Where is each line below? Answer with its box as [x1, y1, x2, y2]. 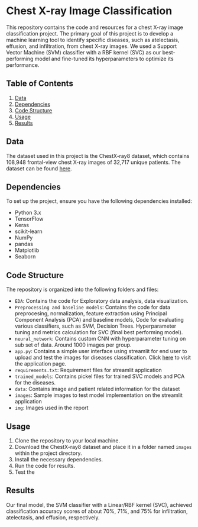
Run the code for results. [14, 463, 76, 469]
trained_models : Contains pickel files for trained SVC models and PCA [14, 373, 185, 380]
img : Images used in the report [14, 404, 89, 412]
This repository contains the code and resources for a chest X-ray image [6, 24, 183, 31]
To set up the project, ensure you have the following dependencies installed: [6, 198, 192, 205]
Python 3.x [14, 209, 41, 216]
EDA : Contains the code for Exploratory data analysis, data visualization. [14, 298, 189, 305]
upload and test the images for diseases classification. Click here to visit [14, 354, 191, 361]
